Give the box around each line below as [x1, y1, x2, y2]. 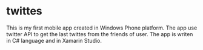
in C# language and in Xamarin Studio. [6, 37, 102, 44]
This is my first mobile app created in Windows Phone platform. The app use [6, 24, 198, 31]
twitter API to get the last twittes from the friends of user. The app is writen [6, 30, 193, 37]
